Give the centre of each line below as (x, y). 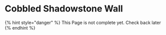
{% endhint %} (20, 27)
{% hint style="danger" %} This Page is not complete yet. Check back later (83, 22)
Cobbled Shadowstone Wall (64, 9)
